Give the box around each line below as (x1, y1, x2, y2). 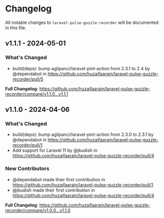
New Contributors (5, 165, 50, 172)
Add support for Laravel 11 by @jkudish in (12, 147, 98, 153)
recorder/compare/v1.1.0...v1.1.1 (5, 91, 68, 97)
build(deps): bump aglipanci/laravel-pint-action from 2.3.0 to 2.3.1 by (12, 131, 154, 137)
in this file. (5, 24, 26, 30)
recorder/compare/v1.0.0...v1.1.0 (5, 207, 71, 213)
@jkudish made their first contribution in (12, 187, 95, 193)
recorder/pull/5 (12, 76, 43, 82)
